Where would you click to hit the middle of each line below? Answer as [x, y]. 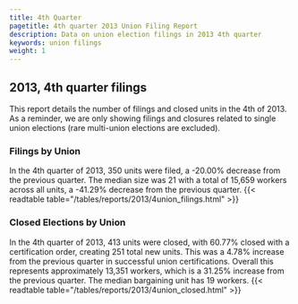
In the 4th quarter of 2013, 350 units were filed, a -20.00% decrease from [145, 170]
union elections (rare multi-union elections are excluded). [115, 127]
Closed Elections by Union [68, 222]
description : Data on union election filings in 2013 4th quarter [136, 34]
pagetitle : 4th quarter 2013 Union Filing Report [104, 26]
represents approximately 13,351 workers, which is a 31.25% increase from [147, 271]
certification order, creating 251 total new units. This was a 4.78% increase [147, 251]
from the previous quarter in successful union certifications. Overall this [142, 261]
